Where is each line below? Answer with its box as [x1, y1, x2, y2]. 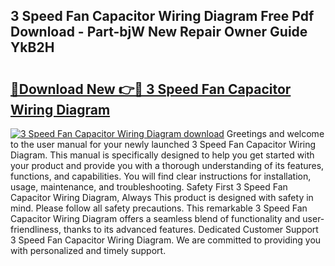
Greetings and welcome [226, 128, 325, 139]
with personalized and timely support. [10, 245, 167, 256]
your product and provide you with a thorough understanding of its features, [10, 160, 325, 171]
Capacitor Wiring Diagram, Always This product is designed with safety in [10, 192, 314, 203]
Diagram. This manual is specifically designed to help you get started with [10, 149, 315, 161]
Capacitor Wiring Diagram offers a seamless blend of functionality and [10, 213, 301, 224]
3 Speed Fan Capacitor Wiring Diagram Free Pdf [10, 8, 315, 25]
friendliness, [10, 224, 62, 235]
